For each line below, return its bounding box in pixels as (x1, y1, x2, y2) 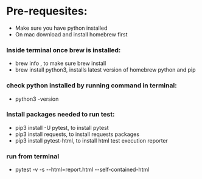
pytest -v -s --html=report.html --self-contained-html (15, 166, 150, 174)
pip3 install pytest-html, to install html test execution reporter (15, 137, 169, 144)
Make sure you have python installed (15, 24, 108, 32)
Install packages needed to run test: (6, 110, 115, 119)
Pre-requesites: (6, 4, 88, 18)
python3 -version (15, 95, 59, 103)
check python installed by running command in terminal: (6, 81, 178, 90)
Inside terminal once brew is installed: (6, 46, 121, 54)
